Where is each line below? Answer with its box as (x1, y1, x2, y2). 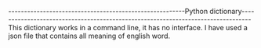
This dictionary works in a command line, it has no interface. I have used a (8, 23, 248, 32)
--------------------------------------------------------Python (8, 7, 208, 15)
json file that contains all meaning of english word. (8, 31, 171, 40)
